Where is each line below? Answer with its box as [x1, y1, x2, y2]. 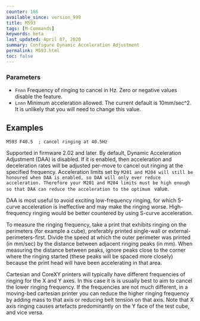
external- [168, 227, 191, 234]
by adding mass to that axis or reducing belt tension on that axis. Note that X [6, 296, 194, 303]
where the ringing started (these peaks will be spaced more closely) [6, 252, 174, 260]
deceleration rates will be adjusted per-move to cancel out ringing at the [6, 162, 183, 169]
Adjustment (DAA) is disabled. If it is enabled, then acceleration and [6, 155, 172, 163]
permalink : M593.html [6, 48, 60, 54]
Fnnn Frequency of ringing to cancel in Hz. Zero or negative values [14, 86, 177, 93]
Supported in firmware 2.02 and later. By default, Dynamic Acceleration [6, 149, 182, 156]
